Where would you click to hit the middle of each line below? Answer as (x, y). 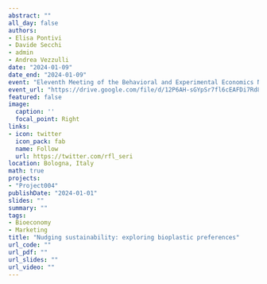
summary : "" (28, 208)
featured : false (35, 97)
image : (19, 104)
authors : (23, 30)
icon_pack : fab (41, 141)
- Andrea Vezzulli (39, 60)
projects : (25, 179)
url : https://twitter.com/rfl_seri (74, 156)
